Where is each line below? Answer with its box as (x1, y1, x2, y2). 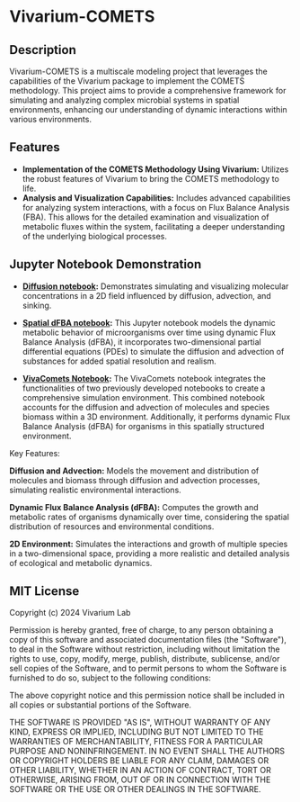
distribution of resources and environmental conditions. (9, 520, 215, 532)
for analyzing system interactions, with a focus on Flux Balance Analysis (22, 202, 290, 212)
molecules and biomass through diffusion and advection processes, (9, 474, 260, 485)
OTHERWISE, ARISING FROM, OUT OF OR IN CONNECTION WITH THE (9, 774, 271, 785)
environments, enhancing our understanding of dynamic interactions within (9, 104, 287, 114)
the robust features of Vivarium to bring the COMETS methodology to (22, 173, 280, 184)
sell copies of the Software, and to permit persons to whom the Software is (9, 663, 287, 674)
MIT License (9, 583, 80, 599)
